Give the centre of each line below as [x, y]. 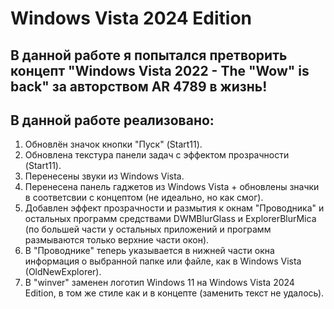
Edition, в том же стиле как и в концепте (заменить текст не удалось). [174, 293]
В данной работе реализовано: [112, 120]
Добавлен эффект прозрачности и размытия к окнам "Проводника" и [174, 208]
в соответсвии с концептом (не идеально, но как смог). [144, 198]
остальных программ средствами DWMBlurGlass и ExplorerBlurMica [170, 219]
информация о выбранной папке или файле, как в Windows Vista [163, 261]
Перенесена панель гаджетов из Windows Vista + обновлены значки [172, 187]
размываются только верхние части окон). [117, 240]
